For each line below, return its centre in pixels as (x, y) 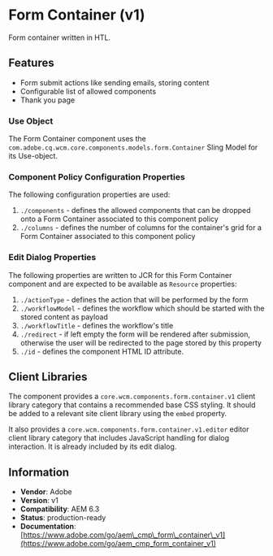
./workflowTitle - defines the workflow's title (97, 325)
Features (31, 63)
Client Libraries (48, 377)
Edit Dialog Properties (52, 258)
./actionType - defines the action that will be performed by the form (134, 299)
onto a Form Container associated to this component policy (119, 219)
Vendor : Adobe (46, 492)
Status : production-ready (63, 518)
